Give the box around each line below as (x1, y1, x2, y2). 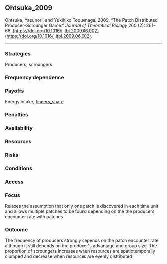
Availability (5, 125, 33, 132)
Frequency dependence (5, 74, 64, 81)
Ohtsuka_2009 (5, 4, 53, 12)
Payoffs (5, 87, 24, 94)
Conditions (5, 165, 32, 172)
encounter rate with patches (5, 214, 63, 220)
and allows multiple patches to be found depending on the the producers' (5, 208, 156, 214)
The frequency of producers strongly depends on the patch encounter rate (5, 237, 159, 244)
